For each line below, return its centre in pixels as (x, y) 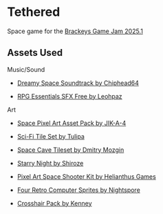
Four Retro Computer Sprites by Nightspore (79, 190)
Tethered (34, 12)
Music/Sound (26, 69)
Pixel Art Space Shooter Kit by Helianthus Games (86, 176)
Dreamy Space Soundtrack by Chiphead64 (78, 83)
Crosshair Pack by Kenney (54, 203)
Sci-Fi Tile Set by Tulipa (51, 136)
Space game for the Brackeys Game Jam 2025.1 (75, 31)
